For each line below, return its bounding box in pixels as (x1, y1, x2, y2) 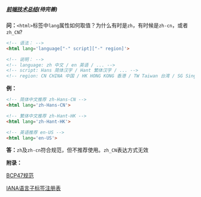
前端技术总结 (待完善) (6, 5, 58, 13)
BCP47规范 (6, 172, 34, 179)
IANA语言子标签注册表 (6, 184, 61, 192)
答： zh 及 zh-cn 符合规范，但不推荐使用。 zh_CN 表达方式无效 (6, 147, 148, 154)
